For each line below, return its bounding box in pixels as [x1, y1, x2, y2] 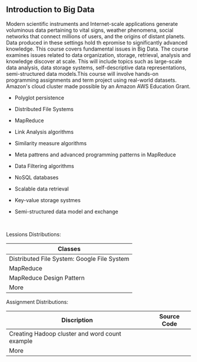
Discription [61, 316, 93, 324]
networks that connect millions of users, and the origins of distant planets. [6, 32, 186, 40]
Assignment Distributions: [6, 298, 69, 305]
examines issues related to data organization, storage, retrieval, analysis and [6, 51, 191, 58]
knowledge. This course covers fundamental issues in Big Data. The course [6, 45, 189, 52]
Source [159, 312, 180, 320]
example [9, 337, 33, 345]
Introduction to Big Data [6, 5, 95, 15]
